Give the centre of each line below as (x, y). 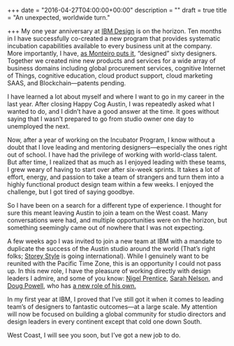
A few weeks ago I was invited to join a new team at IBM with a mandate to (115, 241)
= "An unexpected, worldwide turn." (59, 17)
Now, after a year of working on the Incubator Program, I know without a (111, 140)
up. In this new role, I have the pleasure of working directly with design (109, 271)
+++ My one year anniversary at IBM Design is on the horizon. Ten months (115, 31)
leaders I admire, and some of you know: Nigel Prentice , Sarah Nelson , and (115, 278)
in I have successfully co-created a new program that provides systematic (114, 38)
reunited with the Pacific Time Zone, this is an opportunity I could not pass (114, 264)
